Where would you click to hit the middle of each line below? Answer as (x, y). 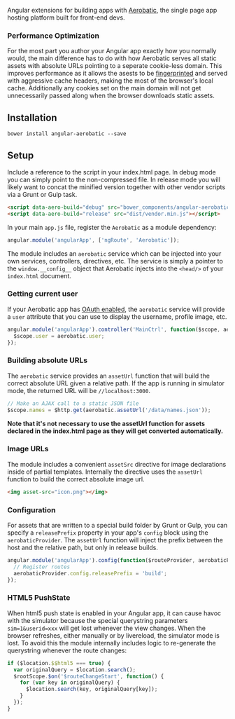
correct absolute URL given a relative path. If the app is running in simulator (116, 383)
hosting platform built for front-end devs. (66, 18)
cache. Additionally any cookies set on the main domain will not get (104, 88)
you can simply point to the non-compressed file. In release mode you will (114, 179)
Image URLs (28, 449)
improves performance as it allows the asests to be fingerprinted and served (117, 74)
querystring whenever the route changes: (67, 650)
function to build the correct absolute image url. (76, 479)
